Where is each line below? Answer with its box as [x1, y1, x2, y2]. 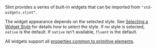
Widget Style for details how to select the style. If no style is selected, [5, 24, 145, 30]
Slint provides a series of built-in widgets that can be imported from [5, 4, 141, 10]
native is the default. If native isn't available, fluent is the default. [5, 29, 138, 34]
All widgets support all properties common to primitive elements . [5, 38, 135, 44]
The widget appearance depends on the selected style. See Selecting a [5, 19, 148, 24]
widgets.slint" [5, 10, 36, 15]
